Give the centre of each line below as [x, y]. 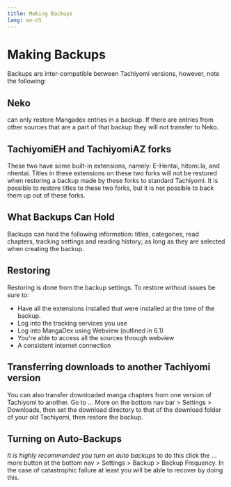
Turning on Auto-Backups [64, 439]
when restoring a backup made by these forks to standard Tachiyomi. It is [113, 181]
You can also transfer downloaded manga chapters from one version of [110, 394]
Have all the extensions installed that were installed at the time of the [116, 308]
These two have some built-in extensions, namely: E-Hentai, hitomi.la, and [114, 166]
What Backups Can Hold [61, 217]
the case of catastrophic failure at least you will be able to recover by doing [115, 470]
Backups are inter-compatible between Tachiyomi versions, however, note [113, 74]
